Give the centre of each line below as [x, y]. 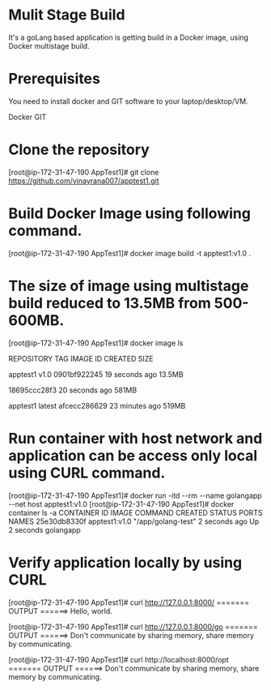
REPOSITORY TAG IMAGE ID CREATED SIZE [81, 358]
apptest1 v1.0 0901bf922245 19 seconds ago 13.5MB [96, 374]
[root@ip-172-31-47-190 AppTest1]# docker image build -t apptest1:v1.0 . [129, 253]
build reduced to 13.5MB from [110, 303]
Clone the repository [79, 150]
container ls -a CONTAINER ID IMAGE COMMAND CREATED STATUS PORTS [135, 512]
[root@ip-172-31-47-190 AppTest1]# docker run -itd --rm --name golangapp [135, 495]
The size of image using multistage [129, 286]
